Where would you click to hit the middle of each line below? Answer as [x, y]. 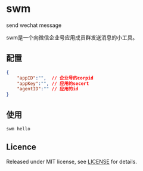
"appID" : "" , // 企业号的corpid [55, 78]
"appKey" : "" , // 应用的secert [53, 83]
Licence [21, 147]
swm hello [18, 129]
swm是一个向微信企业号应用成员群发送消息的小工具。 [72, 37]
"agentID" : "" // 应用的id [48, 89]
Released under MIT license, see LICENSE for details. [71, 161]
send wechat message [34, 25]
